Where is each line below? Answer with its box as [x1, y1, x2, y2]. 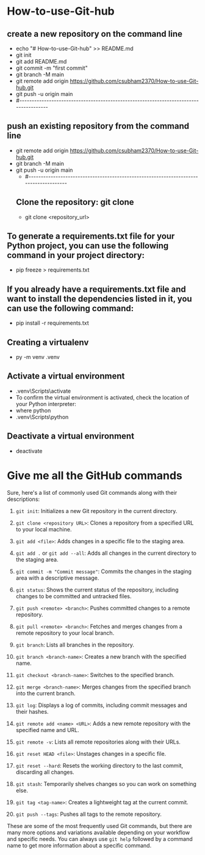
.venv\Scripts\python [15, 413, 69, 420]
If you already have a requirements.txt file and [7, 284, 186, 294]
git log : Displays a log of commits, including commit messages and [15, 701, 188, 709]
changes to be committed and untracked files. [15, 592, 132, 600]
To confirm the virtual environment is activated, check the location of [15, 393, 190, 401]
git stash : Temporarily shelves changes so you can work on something [15, 780, 197, 787]
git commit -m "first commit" [15, 64, 88, 72]
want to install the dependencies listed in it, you [7, 294, 192, 304]
